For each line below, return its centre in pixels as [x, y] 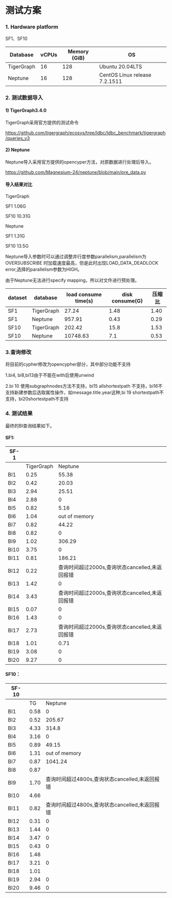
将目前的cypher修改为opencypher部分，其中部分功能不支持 [68, 364]
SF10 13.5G [17, 246]
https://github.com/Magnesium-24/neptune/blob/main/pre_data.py [76, 172]
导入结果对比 [19, 185]
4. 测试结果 [19, 413]
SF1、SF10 [16, 38]
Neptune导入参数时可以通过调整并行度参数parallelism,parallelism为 [76, 256]
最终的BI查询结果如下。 [30, 426]
